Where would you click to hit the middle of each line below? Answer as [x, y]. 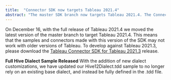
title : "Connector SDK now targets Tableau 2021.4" [62, 10]
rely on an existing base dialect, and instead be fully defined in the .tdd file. [84, 71]
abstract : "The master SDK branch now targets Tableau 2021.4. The [78, 15]
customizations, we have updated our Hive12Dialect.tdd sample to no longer [85, 66]
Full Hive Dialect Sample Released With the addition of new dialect [76, 61]
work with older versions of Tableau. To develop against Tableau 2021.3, [81, 45]
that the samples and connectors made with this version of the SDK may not [85, 40]
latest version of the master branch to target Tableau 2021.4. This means [81, 35]
